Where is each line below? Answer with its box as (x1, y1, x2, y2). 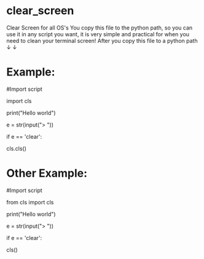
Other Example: (6, 166, 88, 180)
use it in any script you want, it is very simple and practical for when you (6, 30, 189, 37)
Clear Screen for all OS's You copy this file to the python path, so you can (6, 24, 193, 31)
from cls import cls (6, 198, 54, 206)
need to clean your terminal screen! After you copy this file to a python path (6, 37, 198, 44)
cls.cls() (6, 145, 26, 152)
